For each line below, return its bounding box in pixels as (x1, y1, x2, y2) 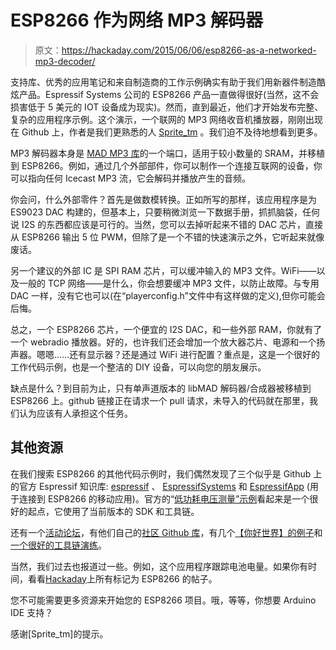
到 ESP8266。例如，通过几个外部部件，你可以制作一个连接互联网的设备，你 (10, 159, 323, 171)
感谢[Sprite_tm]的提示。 (10, 627, 109, 640)
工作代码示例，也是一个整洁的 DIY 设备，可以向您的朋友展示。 (10, 361, 267, 373)
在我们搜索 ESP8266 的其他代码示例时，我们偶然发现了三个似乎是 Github (10, 467, 312, 480)
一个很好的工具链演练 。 (10, 539, 107, 551)
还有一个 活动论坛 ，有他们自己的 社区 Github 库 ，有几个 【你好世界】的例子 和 (10, 526, 323, 538)
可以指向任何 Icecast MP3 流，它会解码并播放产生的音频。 (10, 172, 251, 184)
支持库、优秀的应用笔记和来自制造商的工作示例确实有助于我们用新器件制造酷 (10, 76, 326, 88)
